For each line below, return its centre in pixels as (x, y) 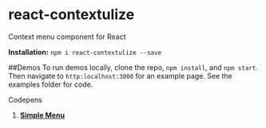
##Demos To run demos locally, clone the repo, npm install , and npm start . (133, 67)
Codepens (25, 99)
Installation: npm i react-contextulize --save (85, 52)
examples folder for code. (51, 84)
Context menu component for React (67, 37)
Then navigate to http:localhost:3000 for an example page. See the (121, 76)
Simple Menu (42, 115)
